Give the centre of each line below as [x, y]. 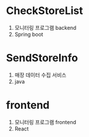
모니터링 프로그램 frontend [45, 122]
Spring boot [29, 34]
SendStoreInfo [42, 58]
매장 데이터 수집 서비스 [40, 75]
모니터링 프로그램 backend [45, 28]
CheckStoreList [44, 11]
